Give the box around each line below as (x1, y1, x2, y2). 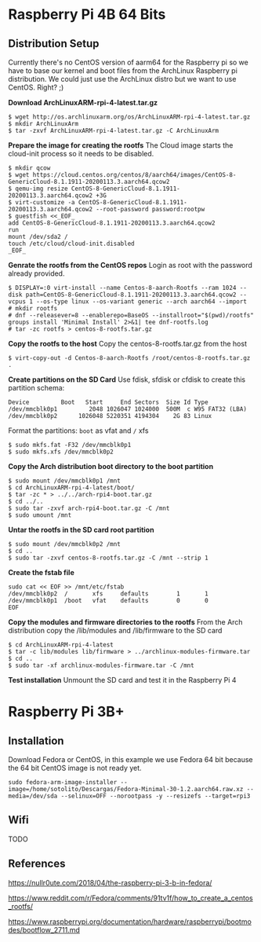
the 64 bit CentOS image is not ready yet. (8, 764, 143, 772)
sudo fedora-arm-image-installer (8, 779, 118, 786)
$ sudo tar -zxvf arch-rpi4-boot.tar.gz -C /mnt (8, 504, 170, 512)
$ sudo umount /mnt (8, 511, 72, 519)
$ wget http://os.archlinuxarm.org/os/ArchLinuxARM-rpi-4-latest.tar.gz (8, 113, 251, 121)
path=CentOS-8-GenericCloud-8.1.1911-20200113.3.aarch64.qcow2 (25, 291, 237, 299)
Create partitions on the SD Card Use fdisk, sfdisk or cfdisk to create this (8, 375, 246, 384)
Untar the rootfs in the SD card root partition (8, 525, 154, 534)
